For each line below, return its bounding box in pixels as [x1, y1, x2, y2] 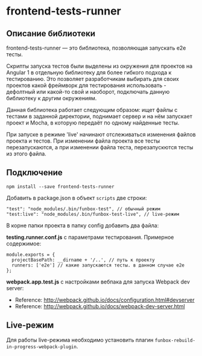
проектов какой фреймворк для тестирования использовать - [6, 82, 167, 89]
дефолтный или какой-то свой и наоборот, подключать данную [6, 88, 170, 95]
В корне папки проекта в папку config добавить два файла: [6, 222, 159, 229]
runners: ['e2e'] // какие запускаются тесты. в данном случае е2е [11, 262, 185, 268]
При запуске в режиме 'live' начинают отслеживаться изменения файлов [6, 131, 196, 138]
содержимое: [6, 240, 42, 247]
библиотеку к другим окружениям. [6, 95, 97, 102]
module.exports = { [6, 251, 55, 257]
